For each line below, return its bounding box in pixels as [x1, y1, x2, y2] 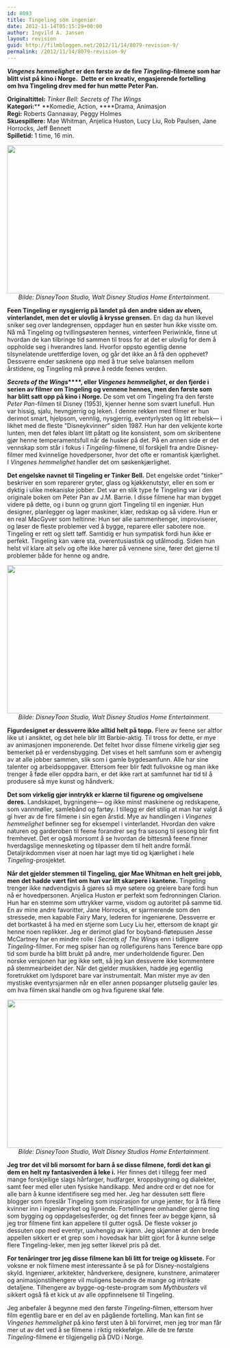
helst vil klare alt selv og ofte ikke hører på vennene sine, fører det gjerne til [7, 544, 220, 552]
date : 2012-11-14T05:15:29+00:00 [7, 23, 103, 29]
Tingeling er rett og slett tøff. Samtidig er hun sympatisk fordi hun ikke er [7, 529, 212, 538]
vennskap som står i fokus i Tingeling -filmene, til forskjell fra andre [7, 443, 196, 451]
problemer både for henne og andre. [7, 551, 110, 559]
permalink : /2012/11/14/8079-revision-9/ [7, 49, 127, 56]
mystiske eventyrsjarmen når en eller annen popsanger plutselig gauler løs [7, 978, 218, 987]
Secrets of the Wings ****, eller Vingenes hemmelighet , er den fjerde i [7, 378, 209, 386]
